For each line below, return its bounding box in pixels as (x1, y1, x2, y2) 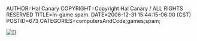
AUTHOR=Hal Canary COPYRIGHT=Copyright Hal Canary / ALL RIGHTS (6, 5, 184, 12)
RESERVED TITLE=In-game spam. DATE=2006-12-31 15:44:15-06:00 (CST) (6, 11, 192, 18)
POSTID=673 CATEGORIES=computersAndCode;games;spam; (6, 18, 160, 24)
